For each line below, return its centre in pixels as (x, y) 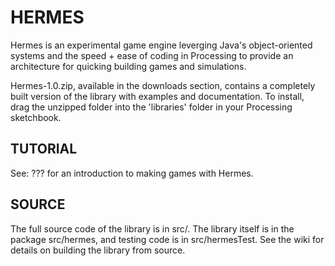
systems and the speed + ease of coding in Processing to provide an (152, 55)
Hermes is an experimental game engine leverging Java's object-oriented (161, 45)
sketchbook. (36, 117)
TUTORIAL (44, 149)
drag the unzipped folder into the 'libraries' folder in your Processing (151, 107)
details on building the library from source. (98, 250)
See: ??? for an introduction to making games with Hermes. (132, 173)
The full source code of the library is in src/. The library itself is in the (152, 228)
